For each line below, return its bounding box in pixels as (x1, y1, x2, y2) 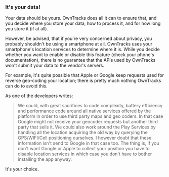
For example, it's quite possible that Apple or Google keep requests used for (5, 72, 164, 78)
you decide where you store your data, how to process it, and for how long (5, 20, 161, 26)
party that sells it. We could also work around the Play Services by (17, 124, 156, 130)
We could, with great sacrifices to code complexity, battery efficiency (17, 103, 163, 109)
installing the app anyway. (17, 156, 72, 162)
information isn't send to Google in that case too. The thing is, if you (17, 140, 159, 146)
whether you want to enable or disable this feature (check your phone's (5, 52, 154, 58)
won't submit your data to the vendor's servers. (5, 62, 105, 69)
